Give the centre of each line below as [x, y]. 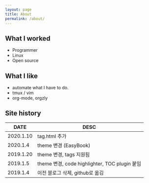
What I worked [28, 38]
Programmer [25, 50]
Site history [23, 113]
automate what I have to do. [40, 88]
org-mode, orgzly [30, 98]
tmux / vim [23, 93]
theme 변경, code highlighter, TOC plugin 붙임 [89, 163]
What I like [22, 76]
